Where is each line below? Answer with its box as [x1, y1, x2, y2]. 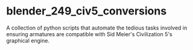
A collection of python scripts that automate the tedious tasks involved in [6, 24, 188, 31]
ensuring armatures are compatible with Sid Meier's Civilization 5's [6, 30, 173, 37]
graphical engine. [6, 37, 50, 44]
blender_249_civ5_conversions [6, 4, 167, 18]
